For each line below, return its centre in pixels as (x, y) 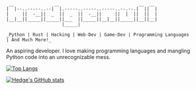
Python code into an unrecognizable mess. (58, 57)
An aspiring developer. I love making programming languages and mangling (98, 51)
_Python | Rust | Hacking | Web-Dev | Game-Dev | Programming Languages (98, 35)
